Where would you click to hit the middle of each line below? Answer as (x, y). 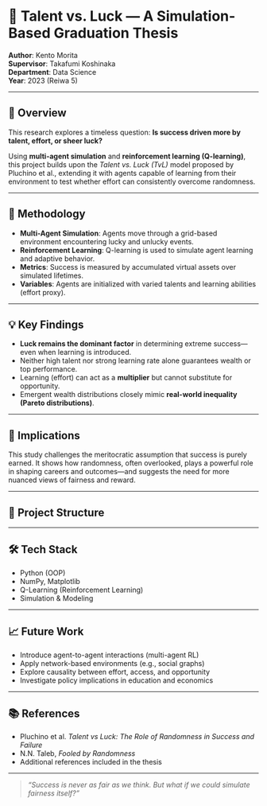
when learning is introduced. (85, 352)
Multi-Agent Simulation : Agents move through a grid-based (118, 233)
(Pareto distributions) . (57, 403)
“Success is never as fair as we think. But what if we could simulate (139, 785)
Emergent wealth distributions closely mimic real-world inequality (128, 395)
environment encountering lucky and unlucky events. (107, 241)
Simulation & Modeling (56, 598)
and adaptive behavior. (57, 259)
